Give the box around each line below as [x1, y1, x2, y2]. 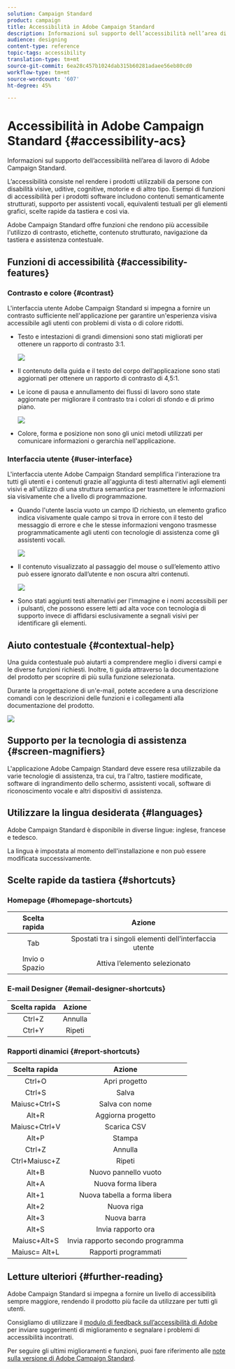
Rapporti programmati [90, 1247, 162, 1257]
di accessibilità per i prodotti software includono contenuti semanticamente [7, 192, 225, 200]
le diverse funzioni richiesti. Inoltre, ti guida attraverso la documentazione [7, 665, 219, 674]
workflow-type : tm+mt [7, 69, 71, 76]
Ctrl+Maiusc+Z [10, 1156, 61, 1166]
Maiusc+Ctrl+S [10, 1098, 61, 1108]
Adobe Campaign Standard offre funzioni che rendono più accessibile [7, 221, 208, 229]
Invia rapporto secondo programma [67, 1235, 184, 1245]
